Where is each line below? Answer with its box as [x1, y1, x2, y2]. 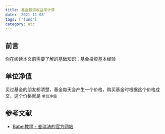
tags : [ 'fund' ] [5, 17, 37, 22]
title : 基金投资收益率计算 [5, 7, 56, 13]
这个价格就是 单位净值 [14, 93, 57, 99]
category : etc [5, 21, 35, 27]
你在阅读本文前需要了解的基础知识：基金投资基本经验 [5, 56, 116, 62]
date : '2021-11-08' [5, 12, 46, 17]
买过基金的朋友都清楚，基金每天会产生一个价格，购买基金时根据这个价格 [5, 86, 155, 93]
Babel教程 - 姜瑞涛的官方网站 [12, 123, 74, 129]
